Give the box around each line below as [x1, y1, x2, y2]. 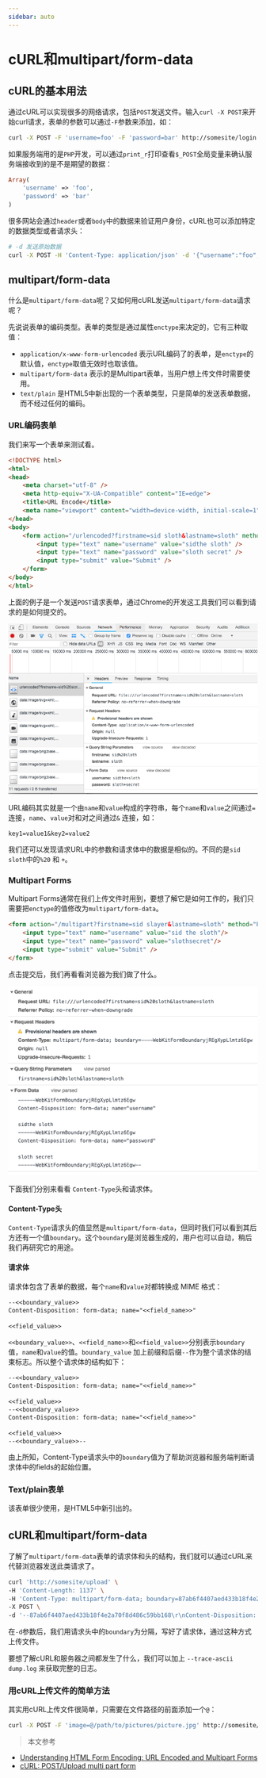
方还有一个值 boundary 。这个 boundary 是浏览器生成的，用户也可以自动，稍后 [8, 1233, 253, 1243]
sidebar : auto [8, 13, 55, 21]
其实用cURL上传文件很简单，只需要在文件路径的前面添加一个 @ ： [8, 1705, 217, 1715]
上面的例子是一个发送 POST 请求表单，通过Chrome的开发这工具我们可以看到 [8, 597, 250, 607]
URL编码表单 [8, 420, 57, 431]
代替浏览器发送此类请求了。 [8, 1561, 99, 1570]
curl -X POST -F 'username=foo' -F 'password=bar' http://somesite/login [8, 133, 257, 142]
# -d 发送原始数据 [8, 243, 62, 251]
